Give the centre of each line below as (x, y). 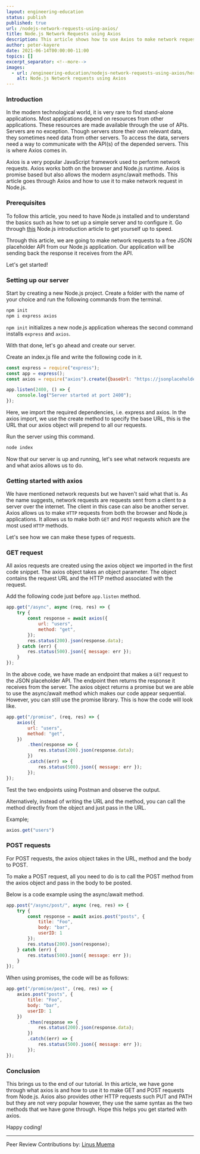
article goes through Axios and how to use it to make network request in (95, 181)
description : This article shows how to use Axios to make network (92, 39)
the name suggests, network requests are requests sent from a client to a (96, 500)
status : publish (26, 17)
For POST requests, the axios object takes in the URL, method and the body (99, 858)
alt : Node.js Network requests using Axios (72, 78)
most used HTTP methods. (37, 526)
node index (20, 448)
